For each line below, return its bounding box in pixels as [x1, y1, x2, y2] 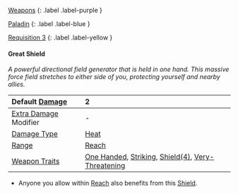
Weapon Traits [11, 157, 60, 166]
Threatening [85, 161, 126, 171]
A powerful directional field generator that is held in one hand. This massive [8, 65, 230, 73]
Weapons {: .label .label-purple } [8, 6, 103, 14]
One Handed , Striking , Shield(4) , [85, 152, 193, 162]
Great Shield [8, 49, 45, 58]
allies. [8, 80, 25, 89]
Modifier [11, 118, 40, 128]
